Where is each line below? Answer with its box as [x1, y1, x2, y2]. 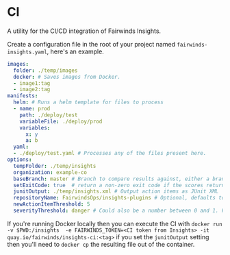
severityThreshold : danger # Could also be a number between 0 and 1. [13, 207, 219, 215]
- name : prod [13, 106, 51, 112]
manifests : [7, 93, 38, 99]
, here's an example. [47, 47, 104, 56]
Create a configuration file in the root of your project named [7, 40, 176, 48]
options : [7, 156, 32, 163]
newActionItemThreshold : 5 [13, 201, 90, 208]
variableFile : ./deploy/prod [19, 118, 103, 125]
